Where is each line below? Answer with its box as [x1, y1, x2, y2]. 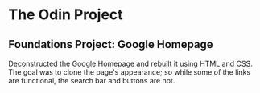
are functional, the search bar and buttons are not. [8, 76, 175, 85]
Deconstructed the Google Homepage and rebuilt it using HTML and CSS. [8, 59, 254, 68]
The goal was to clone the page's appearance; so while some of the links [8, 67, 251, 77]
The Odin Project [8, 6, 123, 24]
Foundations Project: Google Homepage [8, 38, 213, 51]
